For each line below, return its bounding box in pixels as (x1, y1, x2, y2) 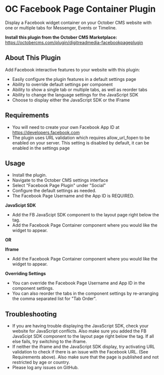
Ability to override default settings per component (12, 81, 113, 87)
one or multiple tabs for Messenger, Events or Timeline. (5, 24, 117, 30)
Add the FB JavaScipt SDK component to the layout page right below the (12, 212, 159, 218)
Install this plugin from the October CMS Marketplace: (5, 34, 117, 40)
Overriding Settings (5, 271, 46, 277)
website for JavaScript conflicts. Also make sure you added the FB (12, 328, 147, 334)
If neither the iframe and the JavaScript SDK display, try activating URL (12, 344, 155, 350)
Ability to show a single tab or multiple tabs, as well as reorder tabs (12, 87, 148, 93)
